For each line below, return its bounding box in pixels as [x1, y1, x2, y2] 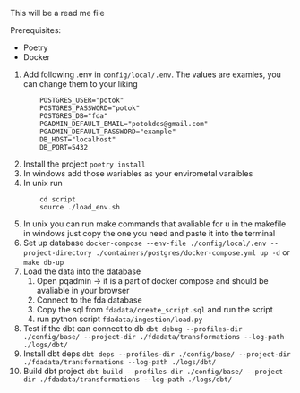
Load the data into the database [22, 266, 141, 277]
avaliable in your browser [36, 286, 130, 295]
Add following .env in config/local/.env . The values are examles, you [22, 69, 281, 80]
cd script [39, 195, 76, 204]
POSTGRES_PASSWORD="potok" [39, 104, 141, 113]
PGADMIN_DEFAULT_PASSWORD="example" [39, 127, 176, 136]
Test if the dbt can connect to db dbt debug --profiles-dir [22, 323, 243, 334]
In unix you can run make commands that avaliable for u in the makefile [22, 218, 287, 229]
